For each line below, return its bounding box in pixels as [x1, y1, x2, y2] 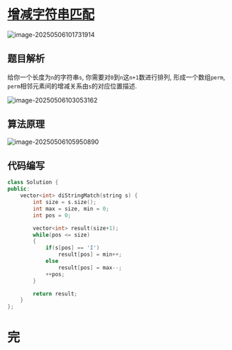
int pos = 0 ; [33, 212, 72, 219]
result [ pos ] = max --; [57, 264, 122, 271]
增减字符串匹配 [7, 6, 95, 23]
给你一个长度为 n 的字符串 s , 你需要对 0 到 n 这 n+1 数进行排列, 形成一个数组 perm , [7, 72, 226, 81]
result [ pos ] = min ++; [57, 251, 122, 259]
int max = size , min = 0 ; [33, 205, 110, 213]
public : [7, 186, 31, 193]
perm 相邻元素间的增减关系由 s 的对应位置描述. [7, 81, 137, 90]
